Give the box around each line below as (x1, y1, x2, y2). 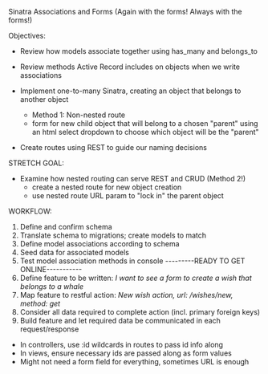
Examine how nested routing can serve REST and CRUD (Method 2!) (19, 174, 246, 183)
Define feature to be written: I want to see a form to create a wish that (19, 273, 253, 283)
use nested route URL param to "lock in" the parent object (31, 191, 225, 200)
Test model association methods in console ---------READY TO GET (19, 256, 246, 266)
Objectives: (8, 31, 46, 40)
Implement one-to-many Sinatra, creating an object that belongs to (19, 86, 242, 96)
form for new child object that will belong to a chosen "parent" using (31, 119, 258, 128)
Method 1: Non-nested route (31, 110, 126, 120)
